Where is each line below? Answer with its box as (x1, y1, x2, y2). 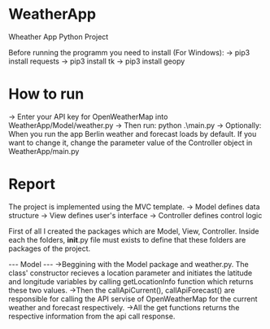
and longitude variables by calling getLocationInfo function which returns (8, 276, 254, 286)
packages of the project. (8, 243, 91, 253)
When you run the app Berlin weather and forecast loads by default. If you (8, 129, 257, 138)
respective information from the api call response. (8, 311, 176, 321)
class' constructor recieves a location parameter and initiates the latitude (8, 268, 253, 278)
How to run (8, 85, 85, 103)
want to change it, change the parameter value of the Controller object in (8, 138, 253, 147)
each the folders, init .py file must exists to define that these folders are (8, 235, 246, 244)
